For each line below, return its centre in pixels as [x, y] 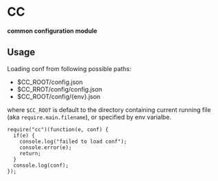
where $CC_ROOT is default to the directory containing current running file [109, 109]
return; [30, 153]
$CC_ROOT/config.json [50, 82]
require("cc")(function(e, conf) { [58, 129]
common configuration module [52, 31]
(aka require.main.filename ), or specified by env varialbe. [89, 117]
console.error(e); [46, 148]
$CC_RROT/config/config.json [60, 89]
